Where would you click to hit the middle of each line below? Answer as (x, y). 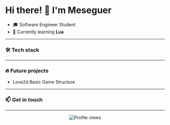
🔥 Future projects (27, 71)
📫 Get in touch (24, 100)
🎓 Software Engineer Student (44, 24)
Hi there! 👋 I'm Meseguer (58, 10)
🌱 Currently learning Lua (38, 32)
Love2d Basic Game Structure (44, 82)
